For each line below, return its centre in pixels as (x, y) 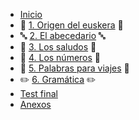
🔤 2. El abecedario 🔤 (62, 35)
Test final (38, 93)
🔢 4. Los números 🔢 (60, 57)
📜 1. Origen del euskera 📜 (71, 25)
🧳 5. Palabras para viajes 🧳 (74, 68)
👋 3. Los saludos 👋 (58, 47)
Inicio (31, 14)
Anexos (35, 104)
